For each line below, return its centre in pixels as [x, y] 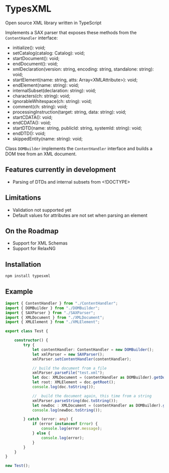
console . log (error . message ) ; [71, 429]
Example [19, 292]
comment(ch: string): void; [40, 106]
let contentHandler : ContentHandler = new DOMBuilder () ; [93, 349]
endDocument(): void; [35, 64]
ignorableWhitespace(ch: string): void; [52, 101]
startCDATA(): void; [32, 117]
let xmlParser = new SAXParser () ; [68, 354]
